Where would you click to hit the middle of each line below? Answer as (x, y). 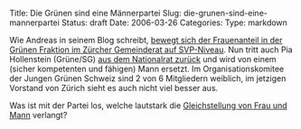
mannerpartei (35, 23)
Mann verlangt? (38, 115)
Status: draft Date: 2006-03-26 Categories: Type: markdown (174, 23)
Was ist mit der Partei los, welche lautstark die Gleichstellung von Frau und (148, 106)
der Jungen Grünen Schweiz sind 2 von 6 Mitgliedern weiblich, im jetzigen (148, 78)
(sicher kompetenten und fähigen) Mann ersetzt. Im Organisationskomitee (147, 69)
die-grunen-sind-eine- (226, 13)
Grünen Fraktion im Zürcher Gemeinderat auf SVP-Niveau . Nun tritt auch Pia (151, 50)
